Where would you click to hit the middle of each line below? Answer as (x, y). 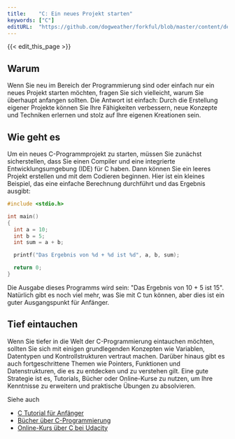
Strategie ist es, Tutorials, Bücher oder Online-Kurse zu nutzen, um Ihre (110, 378)
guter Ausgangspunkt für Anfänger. (58, 302)
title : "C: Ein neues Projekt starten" (70, 14)
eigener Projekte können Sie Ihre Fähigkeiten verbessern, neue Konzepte (113, 108)
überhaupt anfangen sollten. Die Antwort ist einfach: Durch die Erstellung (113, 100)
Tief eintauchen (43, 325)
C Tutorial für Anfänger (50, 412)
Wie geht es (34, 137)
